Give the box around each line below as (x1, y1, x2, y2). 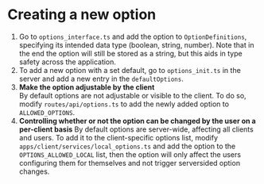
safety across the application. (18, 57, 117, 67)
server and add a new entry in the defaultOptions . (18, 74, 184, 83)
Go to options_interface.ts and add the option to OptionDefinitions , (18, 32, 247, 41)
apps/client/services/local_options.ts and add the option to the (18, 141, 236, 151)
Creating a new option (7, 6, 157, 24)
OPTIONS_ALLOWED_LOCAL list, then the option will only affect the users (18, 149, 242, 159)
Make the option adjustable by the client (18, 82, 155, 92)
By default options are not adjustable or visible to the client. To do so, (18, 90, 247, 100)
